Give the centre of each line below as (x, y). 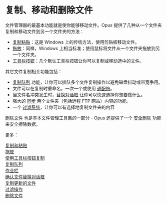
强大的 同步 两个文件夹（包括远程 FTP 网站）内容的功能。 (71, 101)
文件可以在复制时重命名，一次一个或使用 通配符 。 (63, 88)
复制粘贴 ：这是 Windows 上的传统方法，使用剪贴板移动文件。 (76, 42)
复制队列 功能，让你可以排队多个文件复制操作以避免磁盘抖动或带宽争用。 (87, 82)
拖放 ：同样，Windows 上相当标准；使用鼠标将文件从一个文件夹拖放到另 (86, 48)
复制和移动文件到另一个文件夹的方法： (44, 31)
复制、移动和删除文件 (49, 10)
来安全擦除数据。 (23, 124)
